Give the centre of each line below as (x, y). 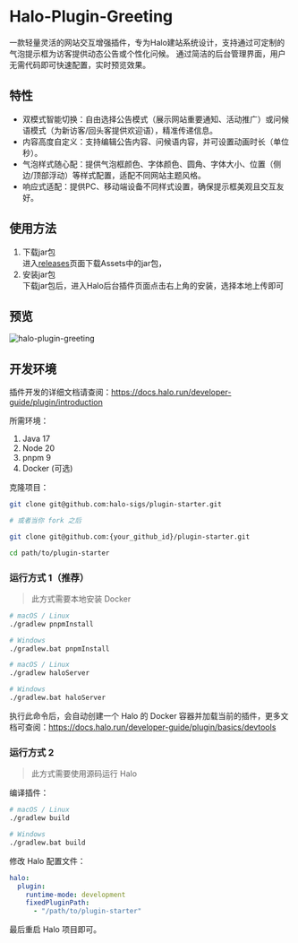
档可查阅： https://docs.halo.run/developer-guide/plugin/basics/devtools (143, 727)
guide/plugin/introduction (56, 402)
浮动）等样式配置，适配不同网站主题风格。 (127, 175)
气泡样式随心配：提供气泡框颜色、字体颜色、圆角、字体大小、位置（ (148, 164)
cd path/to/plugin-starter (60, 553)
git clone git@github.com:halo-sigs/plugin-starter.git (115, 505)
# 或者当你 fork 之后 (46, 521)
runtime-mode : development (76, 895)
